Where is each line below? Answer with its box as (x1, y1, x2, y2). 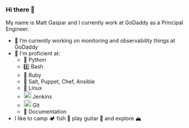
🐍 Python (23, 56, 46, 64)
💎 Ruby (23, 72, 42, 79)
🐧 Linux (23, 84, 43, 92)
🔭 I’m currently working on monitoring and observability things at (14, 37, 176, 44)
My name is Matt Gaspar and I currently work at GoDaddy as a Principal (5, 19, 184, 26)
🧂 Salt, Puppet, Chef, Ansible (23, 78, 95, 85)
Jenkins (32, 93, 52, 100)
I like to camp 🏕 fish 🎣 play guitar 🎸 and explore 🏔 (14, 115, 142, 122)
